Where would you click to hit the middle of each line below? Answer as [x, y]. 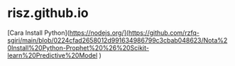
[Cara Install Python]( [38, 33]
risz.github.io [48, 13]
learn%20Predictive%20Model [53, 55]
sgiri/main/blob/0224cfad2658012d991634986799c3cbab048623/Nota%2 [117, 40]
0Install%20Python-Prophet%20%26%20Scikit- [78, 48]
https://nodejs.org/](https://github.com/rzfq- [135, 33]
